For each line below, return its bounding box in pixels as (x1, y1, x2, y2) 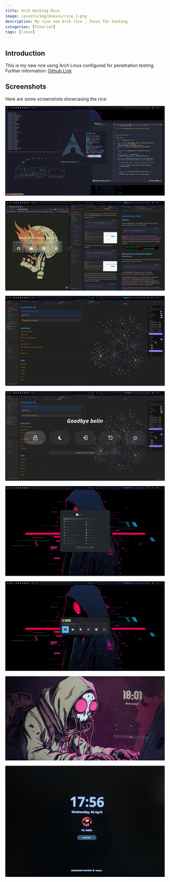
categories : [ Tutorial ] (5, 24, 56, 29)
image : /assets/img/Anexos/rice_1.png (5, 13, 87, 19)
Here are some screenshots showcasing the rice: (5, 96, 108, 102)
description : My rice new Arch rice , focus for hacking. (5, 19, 130, 24)
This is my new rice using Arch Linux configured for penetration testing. (5, 62, 155, 68)
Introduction (5, 49, 46, 58)
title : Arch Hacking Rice (5, 8, 60, 13)
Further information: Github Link (5, 67, 72, 73)
